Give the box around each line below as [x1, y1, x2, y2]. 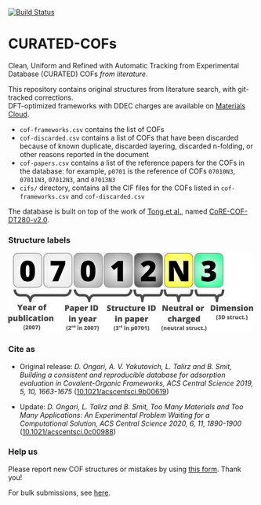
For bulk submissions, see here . [8, 488, 111, 497]
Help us [8, 446, 38, 457]
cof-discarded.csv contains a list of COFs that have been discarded [19, 133, 239, 142]
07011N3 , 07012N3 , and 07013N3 [19, 174, 116, 184]
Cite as [8, 344, 35, 355]
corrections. [34, 93, 74, 102]
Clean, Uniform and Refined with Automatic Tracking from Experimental [8, 60, 239, 70]
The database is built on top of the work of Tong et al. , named [8, 207, 208, 216]
